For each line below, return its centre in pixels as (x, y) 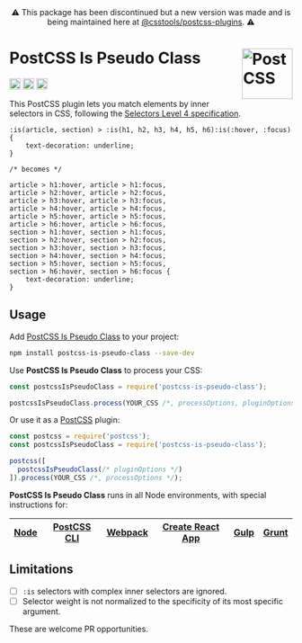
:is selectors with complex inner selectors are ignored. (124, 591)
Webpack (127, 532)
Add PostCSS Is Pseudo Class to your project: (94, 336)
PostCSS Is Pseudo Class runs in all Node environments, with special (138, 495)
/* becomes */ (36, 169)
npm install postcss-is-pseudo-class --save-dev (102, 353)
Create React (191, 526)
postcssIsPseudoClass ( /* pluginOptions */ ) (100, 469)
